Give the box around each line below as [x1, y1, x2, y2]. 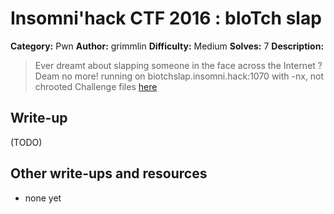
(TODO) [10, 136, 43, 148]
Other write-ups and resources [10, 165, 208, 182]
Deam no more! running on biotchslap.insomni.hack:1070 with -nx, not [34, 70, 325, 82]
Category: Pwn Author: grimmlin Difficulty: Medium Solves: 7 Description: [10, 40, 325, 52]
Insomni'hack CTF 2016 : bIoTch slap [10, 7, 322, 30]
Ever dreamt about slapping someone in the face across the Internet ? [34, 59, 323, 71]
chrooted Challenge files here [34, 80, 158, 92]
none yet [24, 192, 62, 204]
